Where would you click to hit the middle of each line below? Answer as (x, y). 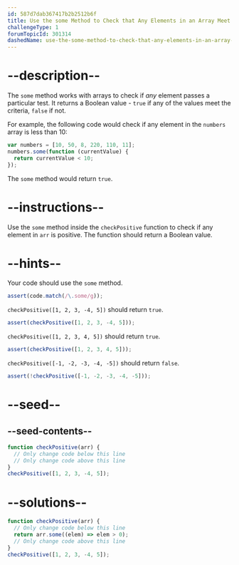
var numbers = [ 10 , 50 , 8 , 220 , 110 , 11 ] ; (71, 145)
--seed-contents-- (50, 431)
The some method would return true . (60, 178)
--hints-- (34, 263)
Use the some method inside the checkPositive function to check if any (110, 227)
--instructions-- (56, 207)
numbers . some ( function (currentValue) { (68, 151)
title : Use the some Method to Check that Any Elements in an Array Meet (119, 21)
